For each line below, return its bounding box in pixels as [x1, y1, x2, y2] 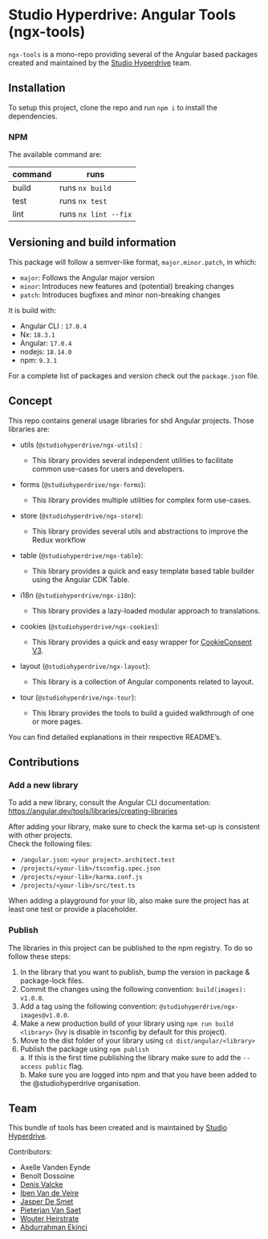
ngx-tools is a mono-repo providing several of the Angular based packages [8, 49, 258, 59]
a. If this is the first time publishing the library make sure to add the [19, 1052, 242, 1062]
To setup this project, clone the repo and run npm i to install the [8, 102, 218, 112]
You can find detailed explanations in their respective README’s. [8, 732, 222, 741]
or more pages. [31, 717, 83, 726]
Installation [8, 81, 66, 95]
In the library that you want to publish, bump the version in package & [19, 967, 250, 977]
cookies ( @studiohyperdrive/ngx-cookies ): [19, 622, 160, 631]
